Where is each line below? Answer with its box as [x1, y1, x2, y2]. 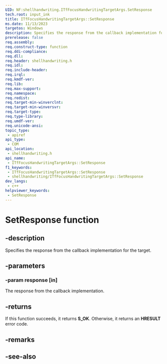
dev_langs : [5, 179, 28, 184]
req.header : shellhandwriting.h [5, 58, 72, 63]
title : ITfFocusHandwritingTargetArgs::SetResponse [5, 16, 114, 21]
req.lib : [5, 81, 23, 86]
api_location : [5, 147, 35, 152]
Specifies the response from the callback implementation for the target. [5, 247, 152, 253]
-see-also [5, 352, 36, 361]
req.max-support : [5, 86, 41, 91]
